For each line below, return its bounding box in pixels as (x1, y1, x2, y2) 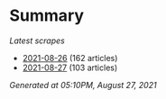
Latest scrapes (9, 35, 65, 46)
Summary (9, 5, 84, 26)
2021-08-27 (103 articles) (22, 62, 118, 73)
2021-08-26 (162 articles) (22, 52, 118, 63)
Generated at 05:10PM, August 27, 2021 (9, 79, 157, 90)
